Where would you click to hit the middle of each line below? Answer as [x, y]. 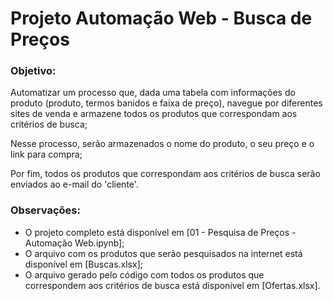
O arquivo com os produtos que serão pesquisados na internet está [163, 253]
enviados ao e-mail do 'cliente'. [74, 184]
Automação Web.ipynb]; [74, 243]
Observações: [45, 210]
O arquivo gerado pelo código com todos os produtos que [144, 274]
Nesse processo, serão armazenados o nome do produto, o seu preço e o [162, 144]
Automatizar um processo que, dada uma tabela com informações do [153, 93]
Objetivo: [33, 71]
